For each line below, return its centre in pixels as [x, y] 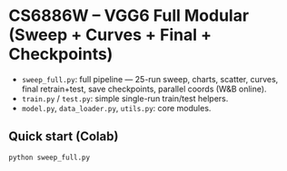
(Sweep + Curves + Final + [110, 35]
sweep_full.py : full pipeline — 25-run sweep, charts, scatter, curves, [150, 79]
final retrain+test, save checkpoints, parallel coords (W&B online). [144, 89]
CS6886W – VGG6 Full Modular [129, 16]
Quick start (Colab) [64, 137]
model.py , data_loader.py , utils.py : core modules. [116, 108]
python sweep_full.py [49, 157]
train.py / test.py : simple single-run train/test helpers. [125, 98]
